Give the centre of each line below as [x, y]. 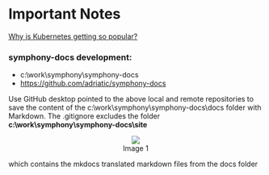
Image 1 [136, 148]
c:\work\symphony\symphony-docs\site [78, 125]
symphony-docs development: [70, 57]
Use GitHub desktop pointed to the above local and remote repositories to [131, 99]
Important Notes [65, 14]
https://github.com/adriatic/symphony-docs [93, 83]
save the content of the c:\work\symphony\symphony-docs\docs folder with [135, 108]
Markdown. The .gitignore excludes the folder [84, 116]
